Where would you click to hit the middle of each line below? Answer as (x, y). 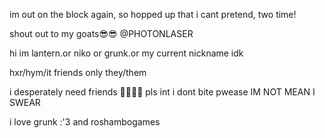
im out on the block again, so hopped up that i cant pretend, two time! (153, 14)
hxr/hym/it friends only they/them (78, 72)
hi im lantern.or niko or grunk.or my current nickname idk (126, 53)
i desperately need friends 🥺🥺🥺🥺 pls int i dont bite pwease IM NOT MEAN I (162, 92)
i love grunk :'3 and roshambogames (85, 122)
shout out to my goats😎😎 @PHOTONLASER (101, 33)
